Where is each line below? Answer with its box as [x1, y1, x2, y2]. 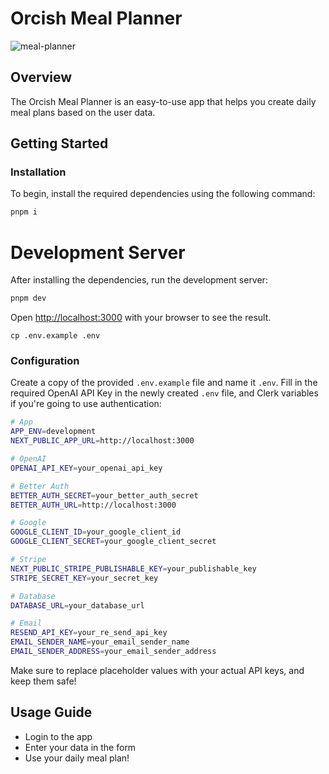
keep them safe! [10, 675, 77, 687]
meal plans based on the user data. [10, 106, 156, 118]
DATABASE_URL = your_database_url [10, 600, 145, 611]
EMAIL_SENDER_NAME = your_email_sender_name [10, 637, 190, 647]
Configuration [10, 354, 80, 368]
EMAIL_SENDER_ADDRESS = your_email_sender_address [10, 647, 217, 657]
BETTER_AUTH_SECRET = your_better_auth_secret [10, 490, 199, 501]
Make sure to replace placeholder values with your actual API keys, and [10, 664, 305, 676]
